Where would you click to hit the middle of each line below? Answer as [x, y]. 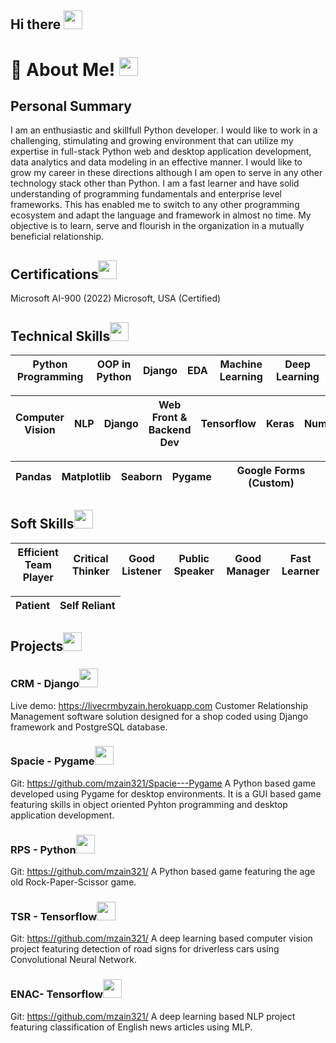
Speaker [194, 571]
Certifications [54, 274]
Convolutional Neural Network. [73, 960]
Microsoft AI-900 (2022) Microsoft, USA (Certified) [116, 298]
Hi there [36, 24]
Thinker [90, 571]
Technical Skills [60, 336]
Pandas [33, 477]
